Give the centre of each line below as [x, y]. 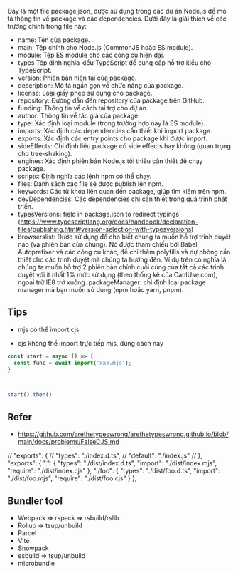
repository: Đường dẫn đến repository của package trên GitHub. [111, 100]
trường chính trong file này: [47, 26]
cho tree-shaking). [45, 154]
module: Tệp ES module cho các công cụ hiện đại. [91, 55]
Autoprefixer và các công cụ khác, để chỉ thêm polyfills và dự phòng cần [124, 252]
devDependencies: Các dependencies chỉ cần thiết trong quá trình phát [122, 199]
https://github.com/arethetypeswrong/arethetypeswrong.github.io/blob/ [123, 434]
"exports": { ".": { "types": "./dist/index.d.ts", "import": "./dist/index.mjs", [112, 463]
